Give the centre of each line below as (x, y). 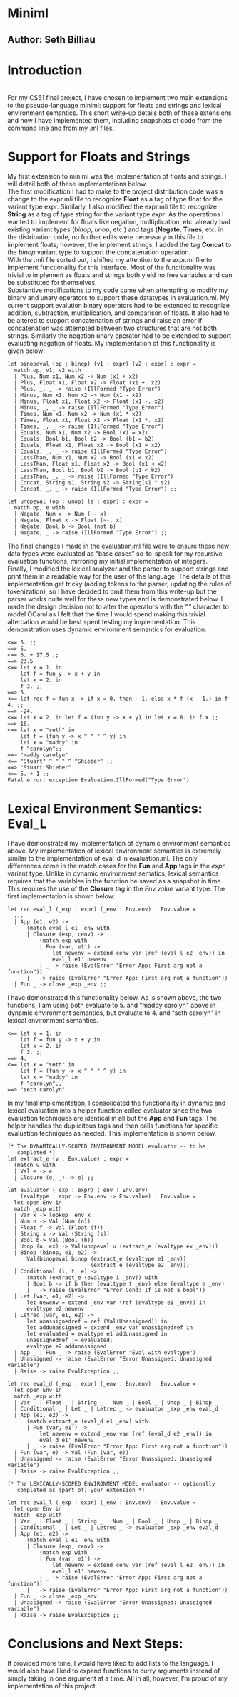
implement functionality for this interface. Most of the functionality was (112, 267)
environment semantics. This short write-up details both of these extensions (119, 113)
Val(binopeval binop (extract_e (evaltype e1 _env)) (106, 1259)
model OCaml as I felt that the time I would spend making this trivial (106, 614)
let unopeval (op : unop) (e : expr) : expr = (78, 501)
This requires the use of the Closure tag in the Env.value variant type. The (116, 889)
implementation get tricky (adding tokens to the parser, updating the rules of (119, 584)
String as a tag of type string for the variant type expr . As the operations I (116, 214)
